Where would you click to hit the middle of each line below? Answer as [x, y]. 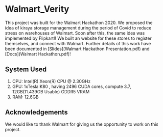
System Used [26, 69]
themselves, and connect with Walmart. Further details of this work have [78, 43]
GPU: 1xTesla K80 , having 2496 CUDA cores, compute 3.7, [71, 86]
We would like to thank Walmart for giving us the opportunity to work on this [82, 124]
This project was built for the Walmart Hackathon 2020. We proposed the [79, 23]
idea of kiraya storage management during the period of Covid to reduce [78, 27]
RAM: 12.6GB [25, 97]
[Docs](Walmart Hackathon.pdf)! [38, 54]
